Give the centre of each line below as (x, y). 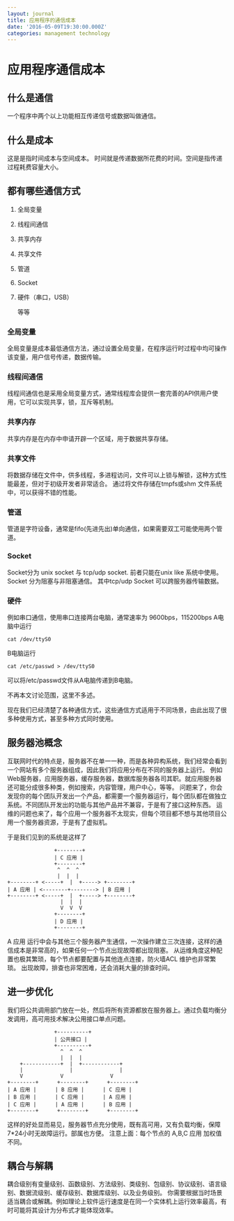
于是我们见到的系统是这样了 (47, 837)
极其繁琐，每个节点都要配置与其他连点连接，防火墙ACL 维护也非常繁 (118, 959)
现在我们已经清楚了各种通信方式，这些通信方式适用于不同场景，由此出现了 (114, 709)
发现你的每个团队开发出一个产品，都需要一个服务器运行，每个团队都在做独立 (117, 796)
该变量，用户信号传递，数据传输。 (56, 357)
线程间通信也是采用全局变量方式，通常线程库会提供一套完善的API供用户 (110, 393)
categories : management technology (59, 33)
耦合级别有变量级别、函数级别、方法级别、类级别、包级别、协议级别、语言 (114, 1184)
